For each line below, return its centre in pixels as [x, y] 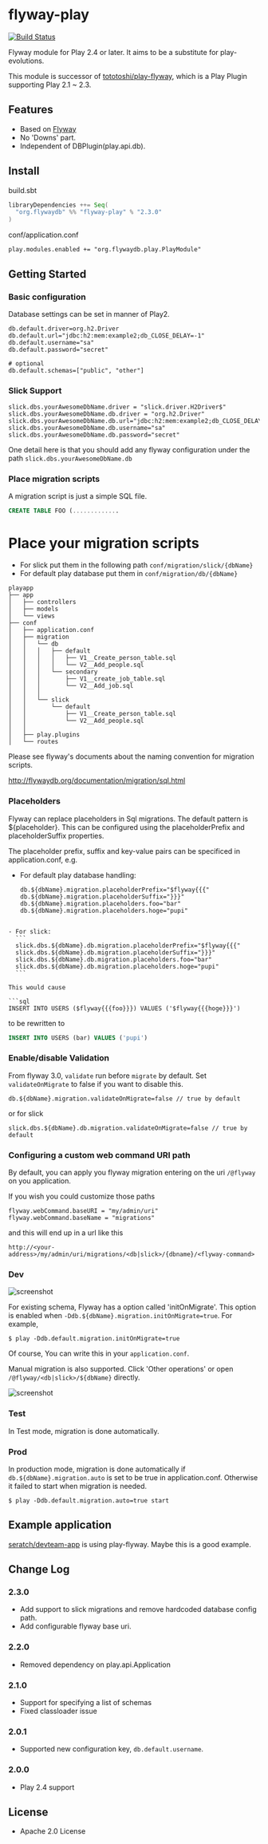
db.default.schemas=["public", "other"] [77, 370]
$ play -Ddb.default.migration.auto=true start [89, 1500]
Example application [60, 1525]
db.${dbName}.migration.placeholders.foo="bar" [100, 903]
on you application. [40, 1181]
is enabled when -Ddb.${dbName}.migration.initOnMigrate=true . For [120, 1316]
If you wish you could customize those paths [82, 1196]
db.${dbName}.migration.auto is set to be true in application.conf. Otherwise [133, 1477]
